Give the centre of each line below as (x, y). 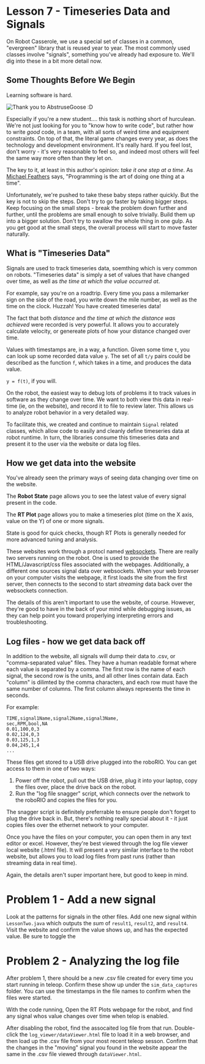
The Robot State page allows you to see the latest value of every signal (96, 496)
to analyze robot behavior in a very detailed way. (68, 412)
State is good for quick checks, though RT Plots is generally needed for (96, 533)
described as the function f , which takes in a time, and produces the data (99, 362)
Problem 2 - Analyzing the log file (93, 961)
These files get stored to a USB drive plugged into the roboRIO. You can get (102, 762)
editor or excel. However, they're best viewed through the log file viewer (97, 844)
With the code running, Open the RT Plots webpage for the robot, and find (99, 1010)
